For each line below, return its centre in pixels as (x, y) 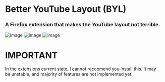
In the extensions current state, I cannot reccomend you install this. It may (81, 69)
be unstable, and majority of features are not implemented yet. (69, 74)
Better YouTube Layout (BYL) (66, 9)
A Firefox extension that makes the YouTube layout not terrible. (82, 25)
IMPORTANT (31, 55)
